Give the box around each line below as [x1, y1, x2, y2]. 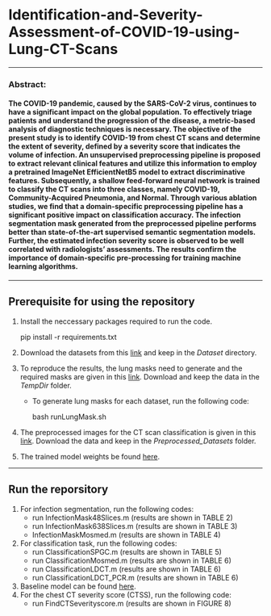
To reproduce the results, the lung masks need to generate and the [19, 363, 243, 373]
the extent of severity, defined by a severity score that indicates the [8, 141, 240, 151]
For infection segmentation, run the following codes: [19, 504, 194, 513]
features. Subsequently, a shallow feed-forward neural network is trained [8, 176, 261, 186]
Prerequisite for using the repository [8, 295, 195, 308]
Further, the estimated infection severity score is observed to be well [8, 236, 244, 245]
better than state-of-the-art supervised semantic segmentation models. [8, 228, 256, 237]
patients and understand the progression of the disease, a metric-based [8, 115, 256, 126]
